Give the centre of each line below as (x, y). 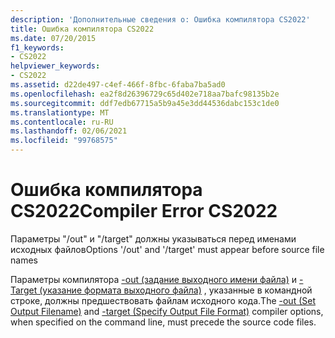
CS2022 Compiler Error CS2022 (144, 211)
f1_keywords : (37, 47)
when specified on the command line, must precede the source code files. (163, 322)
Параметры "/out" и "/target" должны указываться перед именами (153, 238)
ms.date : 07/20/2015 (53, 38)
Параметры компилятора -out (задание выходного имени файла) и (154, 279)
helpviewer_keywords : (55, 66)
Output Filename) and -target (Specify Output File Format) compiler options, (167, 311)
